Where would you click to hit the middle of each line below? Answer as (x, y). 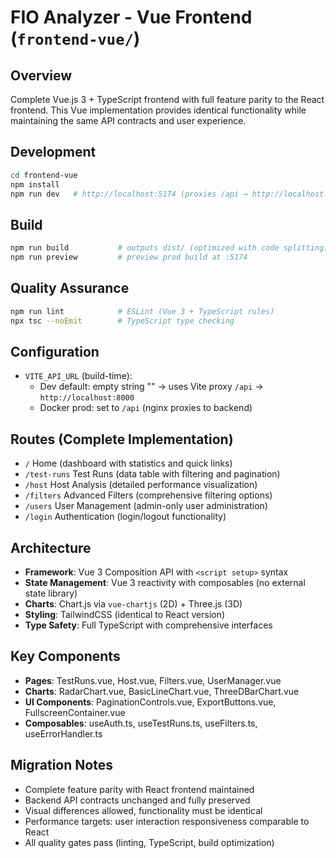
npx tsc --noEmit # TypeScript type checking (122, 321)
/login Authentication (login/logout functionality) (125, 517)
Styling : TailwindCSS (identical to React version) (125, 614)
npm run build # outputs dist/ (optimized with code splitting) (169, 248)
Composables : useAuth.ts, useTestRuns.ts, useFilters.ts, (141, 723)
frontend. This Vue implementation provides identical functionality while (158, 110)
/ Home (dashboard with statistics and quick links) (128, 463)
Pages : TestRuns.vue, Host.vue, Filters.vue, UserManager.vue (153, 680)
